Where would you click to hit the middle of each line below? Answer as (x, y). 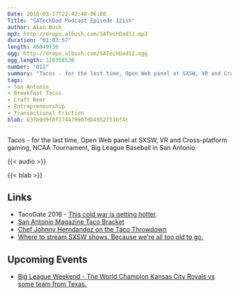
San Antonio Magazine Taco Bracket (71, 222)
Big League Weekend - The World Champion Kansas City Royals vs (116, 277)
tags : (15, 80)
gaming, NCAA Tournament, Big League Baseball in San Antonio (101, 147)
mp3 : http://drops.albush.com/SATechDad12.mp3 (78, 34)
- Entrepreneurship (36, 107)
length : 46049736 (33, 47)
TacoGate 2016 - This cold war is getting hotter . (87, 215)
